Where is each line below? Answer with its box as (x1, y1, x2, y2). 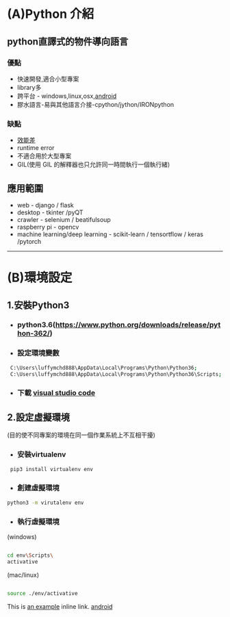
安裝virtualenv (16, 450, 66, 459)
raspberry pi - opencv (16, 223, 79, 231)
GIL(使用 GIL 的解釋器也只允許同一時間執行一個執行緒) (16, 160, 170, 168)
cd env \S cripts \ (7, 552, 53, 559)
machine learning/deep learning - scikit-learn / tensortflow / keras (16, 230, 204, 238)
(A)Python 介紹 (7, 6, 94, 22)
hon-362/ (16, 329, 50, 338)
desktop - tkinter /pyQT (16, 208, 84, 216)
